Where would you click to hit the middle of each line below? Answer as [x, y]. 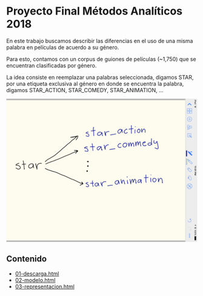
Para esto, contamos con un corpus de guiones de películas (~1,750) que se [101, 59]
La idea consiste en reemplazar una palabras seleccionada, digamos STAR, [100, 77]
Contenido [27, 259]
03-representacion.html [45, 286]
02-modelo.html [35, 280]
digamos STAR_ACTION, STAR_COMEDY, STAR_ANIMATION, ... [85, 90]
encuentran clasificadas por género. [52, 66]
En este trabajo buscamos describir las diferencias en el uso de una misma [100, 41]
